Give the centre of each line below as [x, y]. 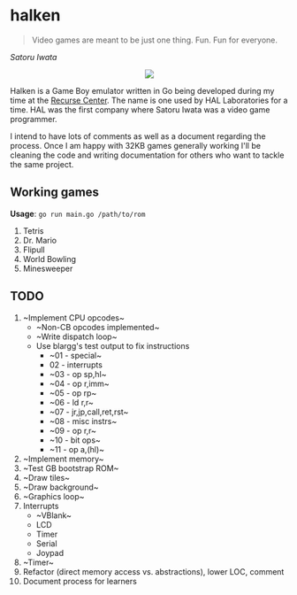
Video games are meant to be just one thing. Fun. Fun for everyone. [154, 40]
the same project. [42, 164]
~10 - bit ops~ [75, 440]
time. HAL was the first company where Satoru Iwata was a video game [140, 109]
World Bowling [49, 259]
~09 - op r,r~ [72, 430]
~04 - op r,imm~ [79, 383]
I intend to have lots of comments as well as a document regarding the [138, 136]
